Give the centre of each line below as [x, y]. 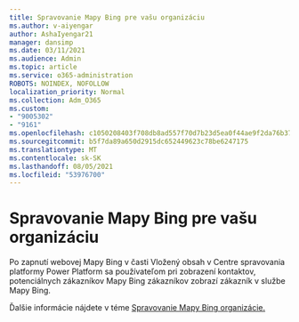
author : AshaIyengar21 [51, 34]
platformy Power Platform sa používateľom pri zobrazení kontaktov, [133, 271]
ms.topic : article [43, 68]
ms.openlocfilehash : [48, 133]
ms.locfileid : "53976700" [57, 174]
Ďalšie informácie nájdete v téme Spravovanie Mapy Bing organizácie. [137, 308]
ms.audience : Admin [45, 59]
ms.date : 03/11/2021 [48, 51]
